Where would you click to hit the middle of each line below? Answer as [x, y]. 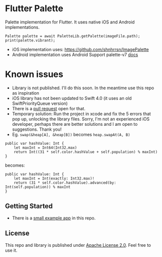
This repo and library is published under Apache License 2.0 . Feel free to [78, 245]
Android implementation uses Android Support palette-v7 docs [75, 55]
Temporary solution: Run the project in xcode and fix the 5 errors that [81, 114]
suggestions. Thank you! [37, 129]
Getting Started [29, 206]
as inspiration [26, 93]
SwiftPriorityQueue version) [40, 103]
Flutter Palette [34, 9]
